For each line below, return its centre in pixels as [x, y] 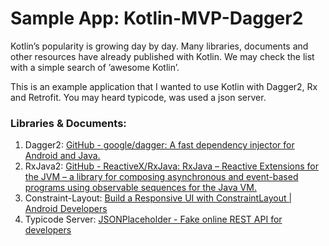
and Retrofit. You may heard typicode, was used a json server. [138, 97]
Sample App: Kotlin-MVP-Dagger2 [157, 18]
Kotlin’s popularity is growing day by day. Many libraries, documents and [159, 46]
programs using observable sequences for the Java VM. [140, 188]
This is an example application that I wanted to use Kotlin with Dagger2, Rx [164, 86]
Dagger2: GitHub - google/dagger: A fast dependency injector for [159, 145]
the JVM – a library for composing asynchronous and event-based [161, 177]
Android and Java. [62, 156]
